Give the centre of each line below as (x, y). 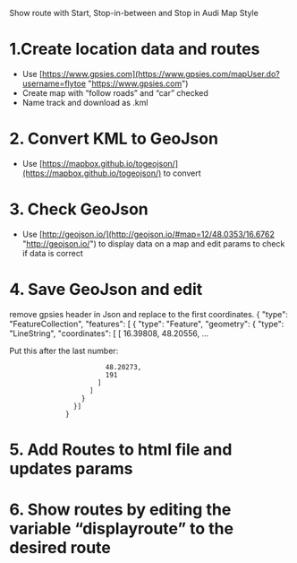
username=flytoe (54, 83)
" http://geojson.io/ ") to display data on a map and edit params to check (153, 243)
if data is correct (52, 253)
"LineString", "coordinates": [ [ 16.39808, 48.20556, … (109, 333)
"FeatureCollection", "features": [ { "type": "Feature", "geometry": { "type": (147, 324)
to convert (182, 173)
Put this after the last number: (64, 351)
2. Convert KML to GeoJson (114, 139)
